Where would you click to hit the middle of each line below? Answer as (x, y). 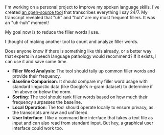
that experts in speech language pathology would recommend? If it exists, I (81, 56)
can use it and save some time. (36, 61)
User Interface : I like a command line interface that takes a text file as (82, 118)
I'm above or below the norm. (42, 92)
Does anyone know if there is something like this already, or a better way (78, 51)
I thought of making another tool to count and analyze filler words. (72, 42)
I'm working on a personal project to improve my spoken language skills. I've (82, 7)
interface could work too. (38, 128)
